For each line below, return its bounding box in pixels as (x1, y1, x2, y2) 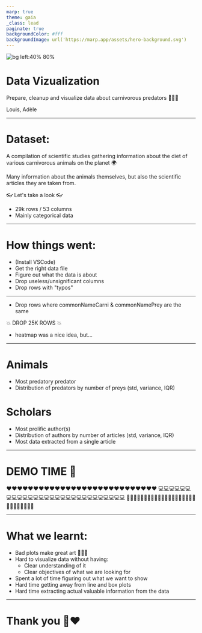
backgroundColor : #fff (6, 31, 63, 37)
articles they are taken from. (6, 179, 76, 186)
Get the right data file (14, 265, 68, 272)
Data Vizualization (6, 75, 100, 88)
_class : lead (6, 20, 39, 26)
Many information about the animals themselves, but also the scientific (6, 173, 182, 180)
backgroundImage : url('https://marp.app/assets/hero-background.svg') (6, 37, 187, 43)
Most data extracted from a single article (14, 438, 116, 445)
